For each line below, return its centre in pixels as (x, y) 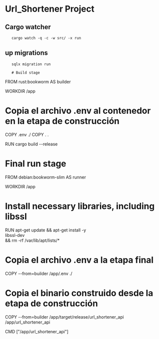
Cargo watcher (28, 27)
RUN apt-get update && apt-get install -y (46, 230)
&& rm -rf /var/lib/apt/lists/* (32, 240)
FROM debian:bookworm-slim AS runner (46, 177)
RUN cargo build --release (32, 144)
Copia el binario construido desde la (79, 293)
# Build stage (26, 72)
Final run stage (36, 163)
